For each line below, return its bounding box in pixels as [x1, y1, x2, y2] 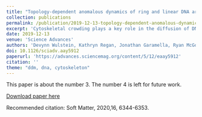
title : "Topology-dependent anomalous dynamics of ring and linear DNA [6, 8, 189, 15]
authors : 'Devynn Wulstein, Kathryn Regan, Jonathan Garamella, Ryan [6, 43, 185, 49]
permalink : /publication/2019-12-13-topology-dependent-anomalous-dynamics [6, 20, 200, 26]
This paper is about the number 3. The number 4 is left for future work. [6, 81, 182, 88]
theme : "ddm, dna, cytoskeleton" [6, 64, 90, 71]
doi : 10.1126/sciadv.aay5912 [6, 48, 79, 54]
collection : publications [6, 14, 71, 20]
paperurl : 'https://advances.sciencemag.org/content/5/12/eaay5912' [6, 53, 182, 59]
